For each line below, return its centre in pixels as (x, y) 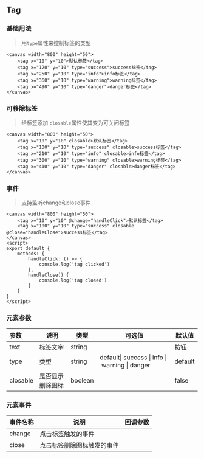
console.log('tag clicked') (74, 265)
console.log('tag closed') (73, 280)
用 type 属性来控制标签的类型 (56, 43)
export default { (28, 249)
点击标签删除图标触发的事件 (80, 445)
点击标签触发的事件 (67, 434)
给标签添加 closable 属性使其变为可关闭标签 (76, 123)
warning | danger (126, 365)
